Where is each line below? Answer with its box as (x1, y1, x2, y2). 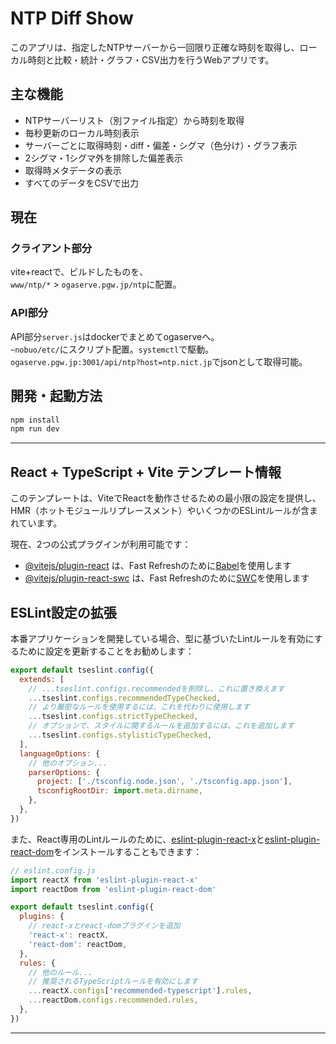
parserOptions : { (28, 767, 101, 777)
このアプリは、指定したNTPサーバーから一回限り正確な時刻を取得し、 (10, 41, 300, 53)
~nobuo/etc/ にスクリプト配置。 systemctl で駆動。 (10, 343, 215, 355)
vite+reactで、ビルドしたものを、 (10, 266, 149, 278)
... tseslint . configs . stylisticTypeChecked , (28, 730, 213, 741)
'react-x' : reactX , (28, 930, 110, 941)
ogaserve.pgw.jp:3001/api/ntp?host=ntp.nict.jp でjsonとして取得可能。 (10, 355, 308, 367)
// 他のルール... (28, 967, 93, 977)
